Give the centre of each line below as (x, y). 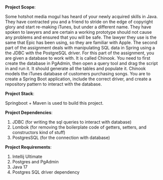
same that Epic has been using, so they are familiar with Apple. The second (81, 43)
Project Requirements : (28, 147)
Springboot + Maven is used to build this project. (54, 103)
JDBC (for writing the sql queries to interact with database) (72, 122)
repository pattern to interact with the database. (54, 84)
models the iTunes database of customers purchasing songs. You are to (78, 74)
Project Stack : (20, 93)
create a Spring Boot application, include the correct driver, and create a (78, 79)
